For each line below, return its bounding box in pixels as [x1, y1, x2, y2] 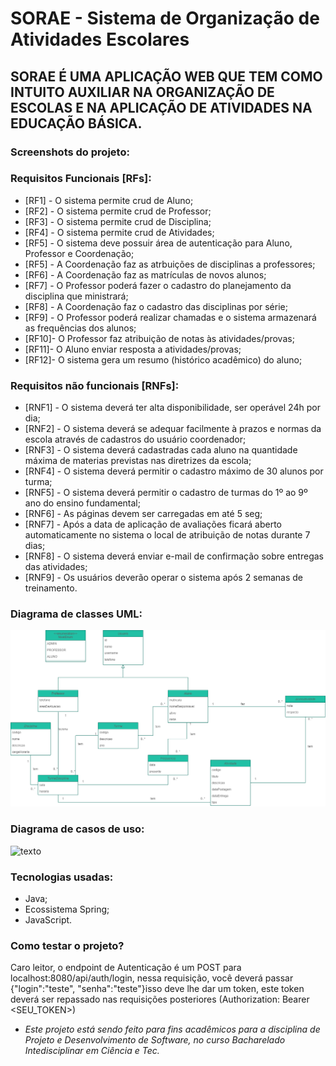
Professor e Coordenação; [24, 247, 135, 259]
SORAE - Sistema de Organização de [10, 7, 320, 30]
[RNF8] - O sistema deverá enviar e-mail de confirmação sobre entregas [24, 550, 324, 562]
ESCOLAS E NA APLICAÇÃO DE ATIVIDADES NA [10, 99, 313, 116]
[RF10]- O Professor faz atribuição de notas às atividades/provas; [24, 332, 295, 344]
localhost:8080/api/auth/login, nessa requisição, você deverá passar [10, 972, 294, 984]
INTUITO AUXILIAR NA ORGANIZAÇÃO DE [10, 83, 275, 101]
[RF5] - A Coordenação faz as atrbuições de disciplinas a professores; [24, 258, 316, 270]
